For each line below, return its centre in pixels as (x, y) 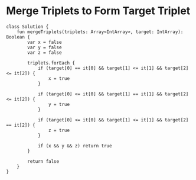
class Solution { (27, 27)
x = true (59, 78)
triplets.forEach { (51, 63)
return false (43, 161)
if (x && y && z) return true (75, 146)
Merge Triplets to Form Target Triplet (98, 11)
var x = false (45, 42)
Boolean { (18, 37)
